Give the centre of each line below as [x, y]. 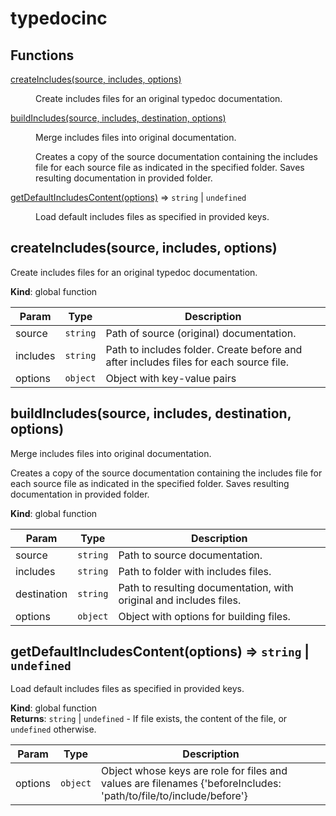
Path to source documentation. [190, 555]
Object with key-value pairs [171, 378]
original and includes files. [180, 600]
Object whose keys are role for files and [194, 771]
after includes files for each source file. [197, 362]
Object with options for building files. [204, 616]
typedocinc [59, 18]
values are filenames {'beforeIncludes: [191, 784]
